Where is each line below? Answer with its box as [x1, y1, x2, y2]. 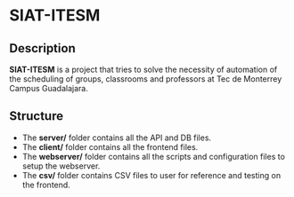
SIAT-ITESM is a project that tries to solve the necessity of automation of [9, 64, 278, 75]
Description [9, 41, 76, 56]
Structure [9, 108, 64, 124]
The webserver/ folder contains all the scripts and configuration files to [21, 151, 285, 162]
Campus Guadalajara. [9, 83, 89, 93]
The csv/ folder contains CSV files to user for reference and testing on [21, 169, 282, 180]
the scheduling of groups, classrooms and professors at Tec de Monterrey [9, 74, 282, 84]
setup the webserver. [21, 161, 101, 171]
